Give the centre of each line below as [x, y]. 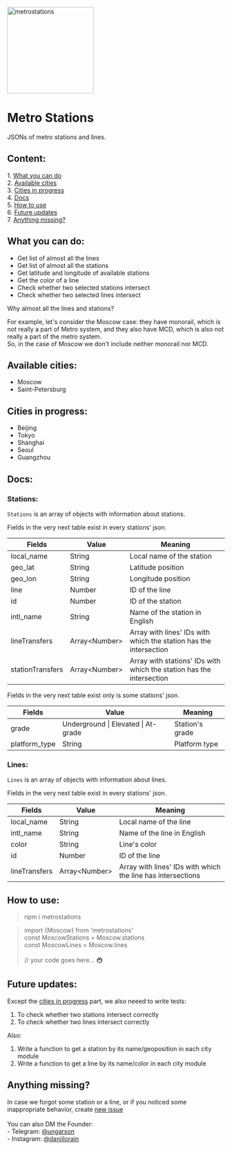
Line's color [138, 845]
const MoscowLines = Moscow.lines [76, 944]
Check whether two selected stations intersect [84, 287]
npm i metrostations [52, 917]
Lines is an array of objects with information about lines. [87, 780]
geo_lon [23, 578]
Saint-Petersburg [41, 389]
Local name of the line [155, 822]
